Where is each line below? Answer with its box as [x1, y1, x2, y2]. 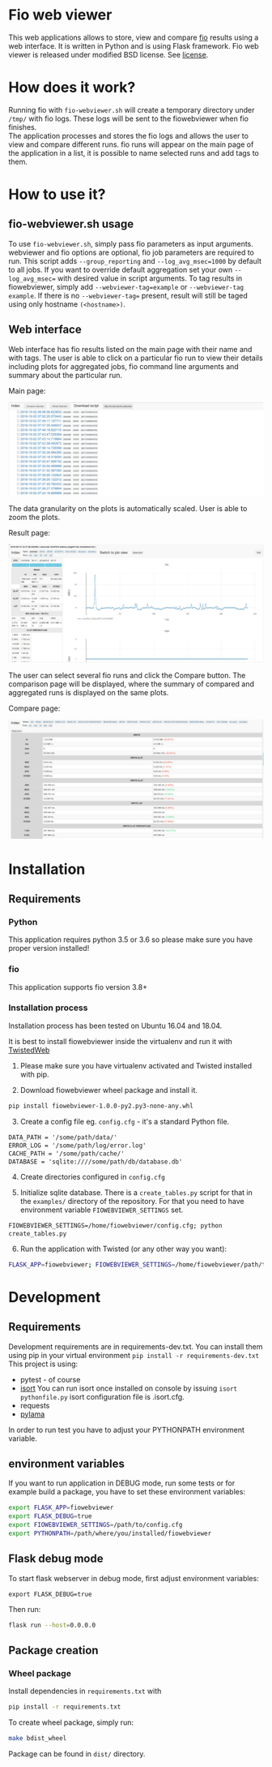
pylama [19, 1409, 45, 1419]
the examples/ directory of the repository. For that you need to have [19, 1196, 244, 1206]
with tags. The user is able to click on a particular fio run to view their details [8, 353, 263, 363]
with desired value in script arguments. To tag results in [57, 273, 243, 283]
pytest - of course [19, 1374, 81, 1384]
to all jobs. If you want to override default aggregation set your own [8, 264, 233, 274]
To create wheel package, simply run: [8, 1718, 134, 1727]
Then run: [8, 1604, 41, 1614]
